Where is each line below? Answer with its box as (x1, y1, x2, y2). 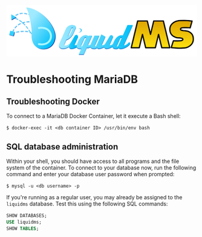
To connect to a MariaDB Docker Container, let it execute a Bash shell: (6, 112, 181, 120)
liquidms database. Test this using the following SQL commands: (6, 200, 168, 208)
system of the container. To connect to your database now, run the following (6, 164, 197, 171)
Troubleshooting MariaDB (6, 72, 138, 86)
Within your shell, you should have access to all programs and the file (6, 157, 180, 165)
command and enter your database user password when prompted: (6, 171, 175, 178)
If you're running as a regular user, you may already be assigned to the (6, 194, 183, 201)
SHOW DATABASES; (6, 213, 47, 219)
